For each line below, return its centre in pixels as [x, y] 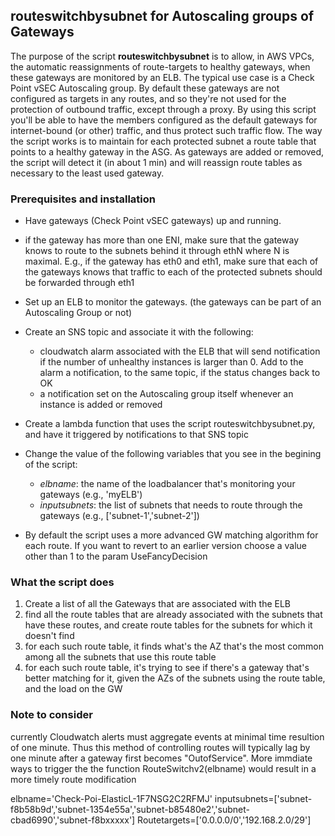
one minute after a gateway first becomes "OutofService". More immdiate [161, 758]
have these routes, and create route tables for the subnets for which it [168, 625]
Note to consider [51, 715]
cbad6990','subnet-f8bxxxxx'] [73, 820]
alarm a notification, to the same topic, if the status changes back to [180, 373]
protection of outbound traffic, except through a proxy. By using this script [163, 109]
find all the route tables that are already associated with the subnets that [173, 615]
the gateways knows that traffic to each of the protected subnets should [173, 272]
